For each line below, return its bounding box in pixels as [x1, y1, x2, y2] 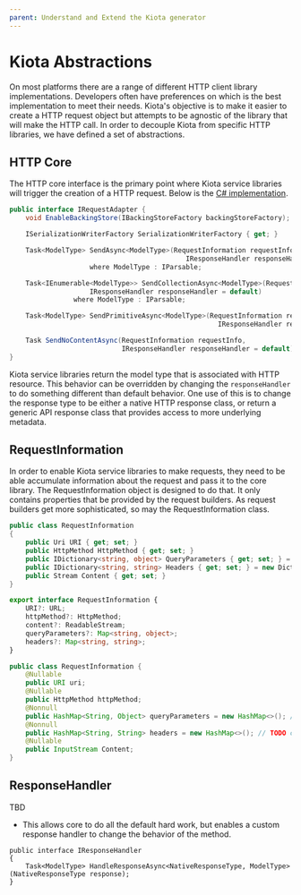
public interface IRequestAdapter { [9, 205, 146, 215]
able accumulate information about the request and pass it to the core [9, 475, 267, 486]
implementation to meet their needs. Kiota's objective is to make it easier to [9, 100, 288, 111]
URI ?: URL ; [25, 604, 66, 613]
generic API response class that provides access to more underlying [9, 406, 262, 417]
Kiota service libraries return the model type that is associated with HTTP [9, 369, 280, 379]
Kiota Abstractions [9, 51, 152, 72]
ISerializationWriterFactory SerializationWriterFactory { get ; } [25, 230, 279, 239]
